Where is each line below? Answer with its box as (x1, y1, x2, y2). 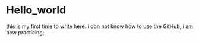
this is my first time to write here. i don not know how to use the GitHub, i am (6, 23, 194, 30)
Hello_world (6, 3, 67, 17)
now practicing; (6, 29, 45, 36)
